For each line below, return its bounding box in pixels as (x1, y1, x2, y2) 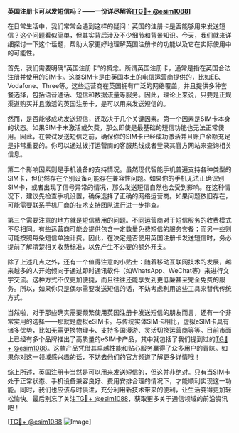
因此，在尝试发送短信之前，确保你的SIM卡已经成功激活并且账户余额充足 (19, 132, 231, 141)
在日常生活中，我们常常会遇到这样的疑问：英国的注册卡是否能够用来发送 (7, 22, 219, 31)
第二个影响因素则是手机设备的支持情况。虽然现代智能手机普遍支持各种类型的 (7, 165, 232, 173)
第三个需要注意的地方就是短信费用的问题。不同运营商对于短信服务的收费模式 (7, 216, 232, 224)
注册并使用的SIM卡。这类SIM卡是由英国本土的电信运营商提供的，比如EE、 (7, 73, 225, 81)
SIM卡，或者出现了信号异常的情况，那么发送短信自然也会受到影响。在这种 (7, 183, 225, 191)
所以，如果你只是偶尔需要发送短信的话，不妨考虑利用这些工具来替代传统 (19, 284, 232, 292)
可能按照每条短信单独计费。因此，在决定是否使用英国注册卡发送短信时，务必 (7, 234, 232, 242)
